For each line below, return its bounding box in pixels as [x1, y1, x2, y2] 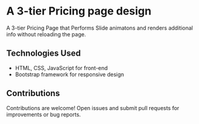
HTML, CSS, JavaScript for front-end [15, 64, 108, 71]
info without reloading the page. [6, 30, 86, 38]
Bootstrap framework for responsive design [15, 71, 124, 78]
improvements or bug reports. [6, 111, 81, 118]
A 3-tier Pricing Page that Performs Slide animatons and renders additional [6, 24, 193, 31]
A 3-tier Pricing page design [6, 4, 152, 18]
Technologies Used [6, 48, 81, 59]
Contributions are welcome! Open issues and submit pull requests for [6, 104, 180, 111]
